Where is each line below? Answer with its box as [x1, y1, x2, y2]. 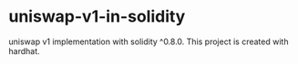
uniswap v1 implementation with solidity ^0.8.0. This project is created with [8, 36, 289, 47]
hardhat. [8, 45, 40, 56]
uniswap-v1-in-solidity [8, 6, 186, 27]
